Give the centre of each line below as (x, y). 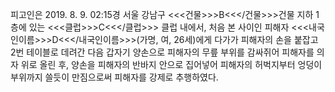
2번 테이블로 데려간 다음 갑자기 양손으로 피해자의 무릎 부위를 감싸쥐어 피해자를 (162, 52)
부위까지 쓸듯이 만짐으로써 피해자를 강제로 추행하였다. (114, 77)
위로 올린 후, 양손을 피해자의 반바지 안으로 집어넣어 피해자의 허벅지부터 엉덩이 (171, 64)
